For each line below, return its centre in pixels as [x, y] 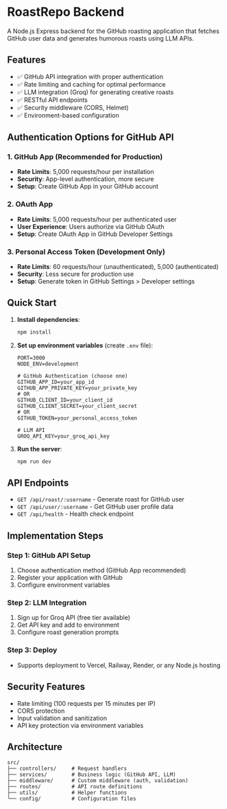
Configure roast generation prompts [68, 632]
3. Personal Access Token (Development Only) [86, 252]
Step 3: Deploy [32, 650]
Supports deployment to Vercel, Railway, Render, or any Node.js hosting [119, 665]
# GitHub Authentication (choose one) [72, 376]
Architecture [35, 747]
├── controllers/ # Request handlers [67, 769]
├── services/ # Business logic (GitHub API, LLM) [92, 775]
